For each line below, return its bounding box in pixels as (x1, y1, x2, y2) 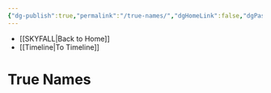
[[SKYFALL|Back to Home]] (19, 34, 110, 43)
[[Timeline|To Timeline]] (19, 42, 100, 52)
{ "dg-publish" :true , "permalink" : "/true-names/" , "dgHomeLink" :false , (7, 11, 243, 20)
